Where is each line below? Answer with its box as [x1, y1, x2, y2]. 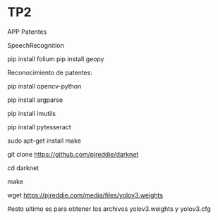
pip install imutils [7, 109, 56, 117]
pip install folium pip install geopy [7, 54, 104, 63]
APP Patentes [7, 27, 47, 36]
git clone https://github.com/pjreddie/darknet [7, 150, 139, 158]
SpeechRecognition [7, 41, 65, 49]
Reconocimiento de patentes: [7, 68, 93, 77]
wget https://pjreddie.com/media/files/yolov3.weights [7, 190, 164, 199]
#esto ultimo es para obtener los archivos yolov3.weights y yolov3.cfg [7, 205, 211, 213]
